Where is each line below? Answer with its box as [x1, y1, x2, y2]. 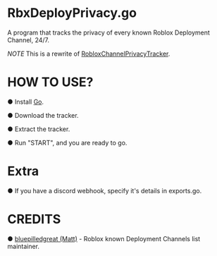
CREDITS [7, 212, 61, 227]
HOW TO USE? [7, 74, 94, 90]
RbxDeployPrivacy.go [7, 5, 137, 21]
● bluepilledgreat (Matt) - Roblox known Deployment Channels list [7, 234, 201, 243]
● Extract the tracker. [7, 125, 70, 133]
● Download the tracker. [7, 111, 79, 119]
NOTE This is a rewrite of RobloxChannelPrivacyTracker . [7, 49, 170, 58]
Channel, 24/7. [7, 35, 50, 44]
